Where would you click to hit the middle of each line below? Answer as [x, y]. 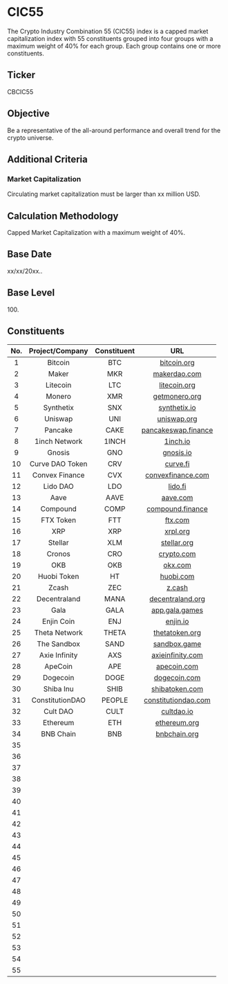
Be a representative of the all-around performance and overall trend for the [114, 130]
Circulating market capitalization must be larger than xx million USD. [104, 194]
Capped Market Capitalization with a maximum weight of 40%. [96, 233]
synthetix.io [177, 407]
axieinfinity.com [178, 655]
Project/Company [58, 350]
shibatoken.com [177, 688]
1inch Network [58, 441]
